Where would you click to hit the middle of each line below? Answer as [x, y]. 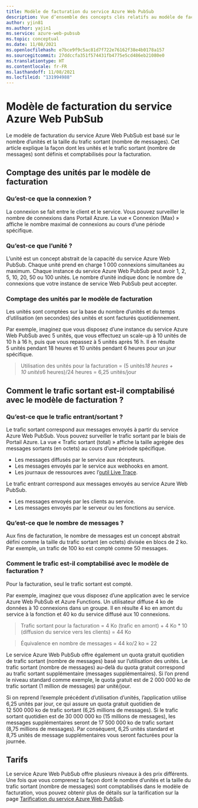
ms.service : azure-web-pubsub [43, 34]
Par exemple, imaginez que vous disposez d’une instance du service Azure [97, 329]
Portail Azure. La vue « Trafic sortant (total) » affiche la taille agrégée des [95, 442]
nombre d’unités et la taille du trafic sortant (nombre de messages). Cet [93, 142]
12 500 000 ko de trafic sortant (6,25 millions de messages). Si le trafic [92, 710]
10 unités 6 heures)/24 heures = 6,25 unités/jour [78, 372]
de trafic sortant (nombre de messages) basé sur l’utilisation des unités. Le [97, 661]
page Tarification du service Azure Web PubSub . [65, 799]
